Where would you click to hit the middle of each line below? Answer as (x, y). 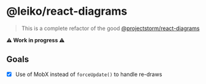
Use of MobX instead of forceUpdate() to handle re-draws (89, 74)
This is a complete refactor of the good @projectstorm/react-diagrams (110, 28)
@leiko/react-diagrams (67, 11)
